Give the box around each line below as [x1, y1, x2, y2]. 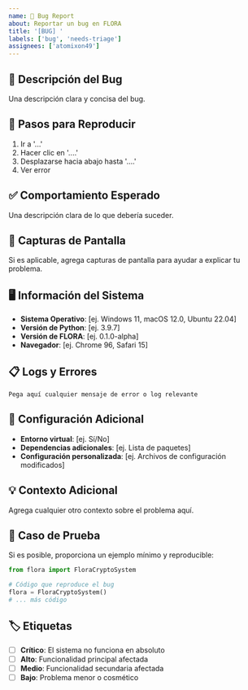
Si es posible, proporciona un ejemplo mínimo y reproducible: [8, 550, 214, 560]
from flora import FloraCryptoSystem [8, 566, 137, 574]
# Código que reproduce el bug [8, 581, 115, 589]
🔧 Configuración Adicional [8, 413, 145, 426]
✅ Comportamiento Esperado [8, 189, 160, 203]
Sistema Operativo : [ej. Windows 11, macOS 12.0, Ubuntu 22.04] [20, 314, 237, 324]
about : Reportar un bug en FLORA [8, 20, 122, 28]
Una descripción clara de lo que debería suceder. [8, 210, 174, 220]
